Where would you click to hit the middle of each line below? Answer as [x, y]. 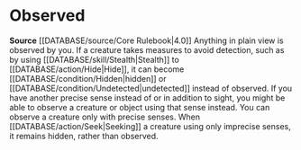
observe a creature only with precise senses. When [105, 117]
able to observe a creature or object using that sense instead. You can [140, 107]
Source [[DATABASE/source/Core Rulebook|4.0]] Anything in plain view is [146, 40]
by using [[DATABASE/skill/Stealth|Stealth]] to [95, 59]
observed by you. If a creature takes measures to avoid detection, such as [147, 49]
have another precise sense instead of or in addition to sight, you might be [147, 97]
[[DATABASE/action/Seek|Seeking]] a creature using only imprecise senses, [150, 126]
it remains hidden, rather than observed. [84, 136]
